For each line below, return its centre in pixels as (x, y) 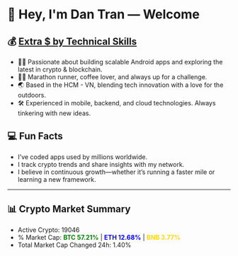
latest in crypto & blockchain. (60, 69)
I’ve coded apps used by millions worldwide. (82, 157)
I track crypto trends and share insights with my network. (101, 164)
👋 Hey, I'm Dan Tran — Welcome (103, 14)
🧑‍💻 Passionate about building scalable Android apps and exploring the (120, 62)
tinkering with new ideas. (54, 113)
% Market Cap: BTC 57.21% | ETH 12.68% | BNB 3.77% (99, 237)
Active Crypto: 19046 (49, 230)
